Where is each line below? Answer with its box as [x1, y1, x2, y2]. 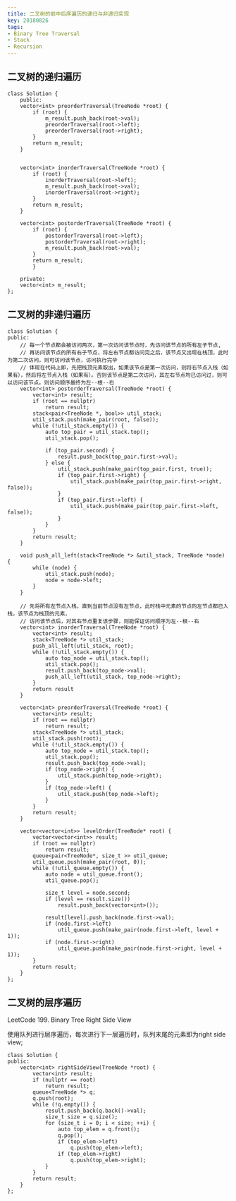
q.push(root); [32, 1095, 74, 1102]
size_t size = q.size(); [44, 1114, 118, 1121]
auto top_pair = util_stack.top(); [44, 428, 150, 435]
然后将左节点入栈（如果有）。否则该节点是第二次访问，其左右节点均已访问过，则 [25, 371, 223, 378]
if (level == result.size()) [44, 895, 131, 903]
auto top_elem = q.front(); [57, 1126, 140, 1133]
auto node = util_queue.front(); [44, 871, 143, 878]
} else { [44, 459, 71, 466]
